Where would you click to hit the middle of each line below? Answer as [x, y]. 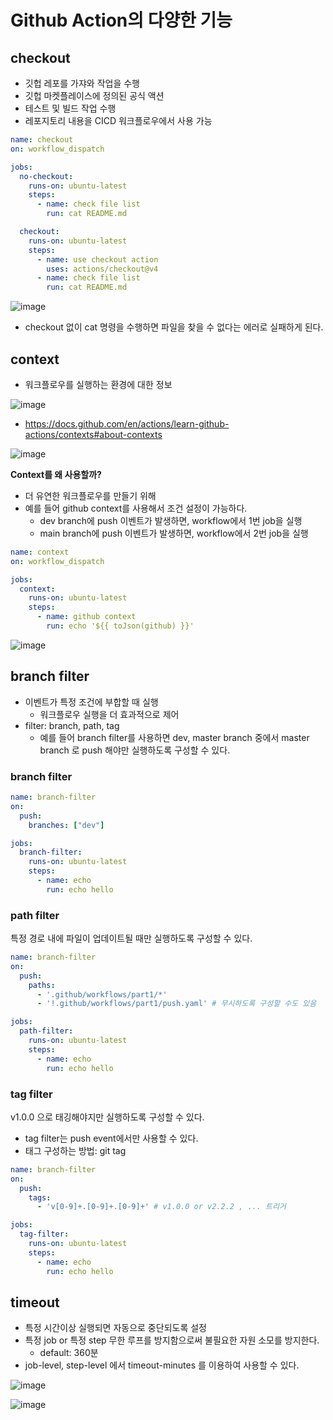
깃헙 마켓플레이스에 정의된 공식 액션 [94, 95]
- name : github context [86, 617]
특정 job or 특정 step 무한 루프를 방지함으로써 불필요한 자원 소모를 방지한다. [172, 1340]
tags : [40, 1197]
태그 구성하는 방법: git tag [75, 1150]
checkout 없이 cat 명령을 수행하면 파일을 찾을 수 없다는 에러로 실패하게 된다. [174, 327]
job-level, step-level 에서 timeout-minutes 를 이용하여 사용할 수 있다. [162, 1365]
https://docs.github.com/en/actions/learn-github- [127, 423]
